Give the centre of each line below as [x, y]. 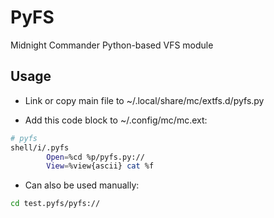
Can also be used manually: [82, 185]
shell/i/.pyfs [40, 147]
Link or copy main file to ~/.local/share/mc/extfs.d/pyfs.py [144, 100]
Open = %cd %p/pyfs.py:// [95, 157]
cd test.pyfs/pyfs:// [55, 204]
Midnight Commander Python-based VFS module [112, 45]
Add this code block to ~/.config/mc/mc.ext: [116, 120]
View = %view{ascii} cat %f [100, 166]
